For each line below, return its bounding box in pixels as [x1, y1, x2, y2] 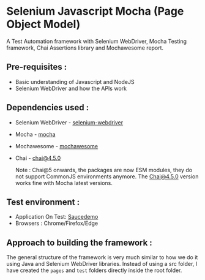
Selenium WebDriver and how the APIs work [15, 85, 127, 92]
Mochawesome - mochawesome [15, 142, 99, 149]
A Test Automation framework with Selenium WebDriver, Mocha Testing [6, 37, 187, 45]
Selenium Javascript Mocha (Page [6, 4, 184, 18]
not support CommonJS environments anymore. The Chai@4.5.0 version [15, 173, 199, 180]
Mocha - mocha [15, 131, 56, 138]
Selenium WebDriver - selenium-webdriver [15, 118, 124, 126]
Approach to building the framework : [6, 237, 153, 248]
